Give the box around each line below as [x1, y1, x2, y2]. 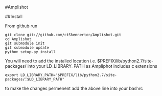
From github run [5, 23, 38, 29]
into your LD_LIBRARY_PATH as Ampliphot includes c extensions [27, 63, 158, 69]
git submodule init [5, 41, 45, 46]
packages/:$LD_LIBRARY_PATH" [5, 77, 65, 82]
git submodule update [5, 45, 49, 50]
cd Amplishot [5, 37, 32, 41]
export [5, 73, 19, 77]
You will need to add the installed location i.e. [5, 58, 96, 64]
